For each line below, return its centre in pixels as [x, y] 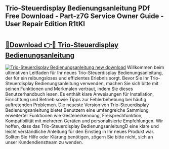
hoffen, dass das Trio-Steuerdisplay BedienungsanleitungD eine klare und [82, 126]
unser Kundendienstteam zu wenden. [44, 142]
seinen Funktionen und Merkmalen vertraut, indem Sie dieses [69, 89]
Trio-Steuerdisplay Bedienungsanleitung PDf [78, 8]
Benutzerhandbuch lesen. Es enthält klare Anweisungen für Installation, [80, 94]
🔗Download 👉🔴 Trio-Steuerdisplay [62, 45]
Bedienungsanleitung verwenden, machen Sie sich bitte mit [97, 83]
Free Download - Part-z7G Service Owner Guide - [85, 16]
